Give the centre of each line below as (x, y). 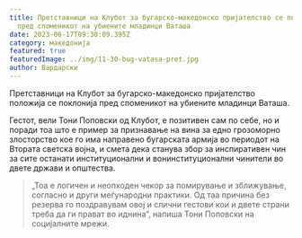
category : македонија (50, 43)
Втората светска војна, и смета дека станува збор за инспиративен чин (147, 148)
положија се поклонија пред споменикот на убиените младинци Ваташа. (150, 102)
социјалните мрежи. (70, 223)
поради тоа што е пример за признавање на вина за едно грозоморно (145, 129)
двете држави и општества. (62, 168)
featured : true (38, 51)
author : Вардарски (44, 68)
